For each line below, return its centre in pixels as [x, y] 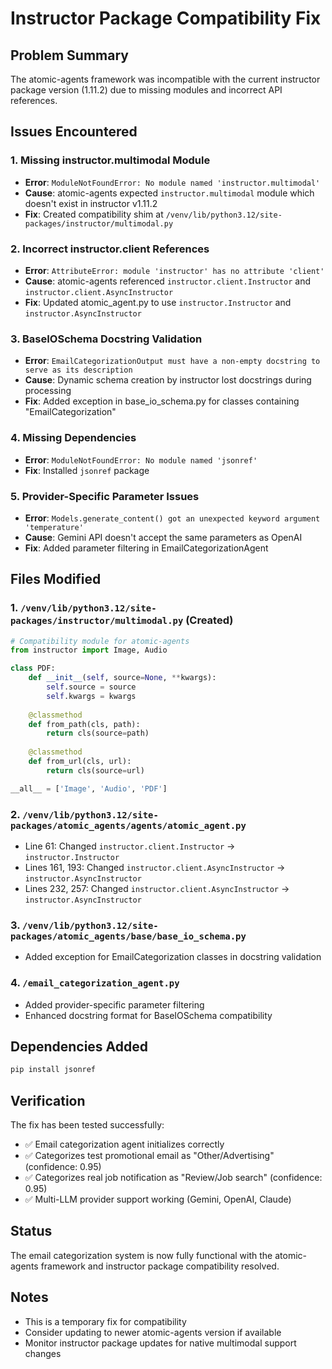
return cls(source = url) [95, 770]
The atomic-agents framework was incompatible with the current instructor [165, 79]
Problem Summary [69, 55]
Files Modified [56, 579]
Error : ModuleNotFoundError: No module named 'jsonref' [141, 459]
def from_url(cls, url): [80, 762]
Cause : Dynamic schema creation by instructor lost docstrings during [168, 380]
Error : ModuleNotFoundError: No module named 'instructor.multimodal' [172, 182]
